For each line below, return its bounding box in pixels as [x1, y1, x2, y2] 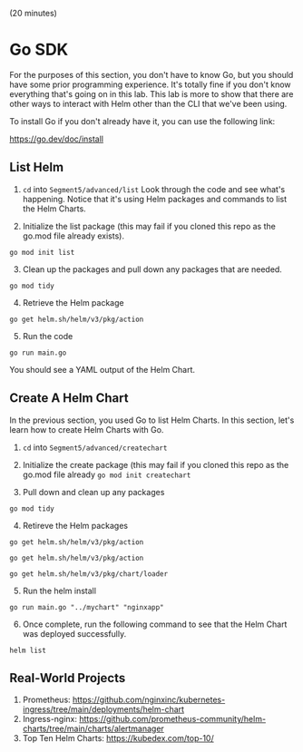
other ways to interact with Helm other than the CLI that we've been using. [9, 98, 288, 109]
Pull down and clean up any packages [22, 486, 165, 497]
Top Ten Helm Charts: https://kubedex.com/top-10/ [22, 733, 215, 744]
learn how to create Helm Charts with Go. [9, 424, 164, 435]
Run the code [22, 330, 73, 341]
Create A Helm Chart [9, 390, 129, 406]
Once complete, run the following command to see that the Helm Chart [22, 619, 288, 630]
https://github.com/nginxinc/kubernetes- [72, 694, 226, 706]
